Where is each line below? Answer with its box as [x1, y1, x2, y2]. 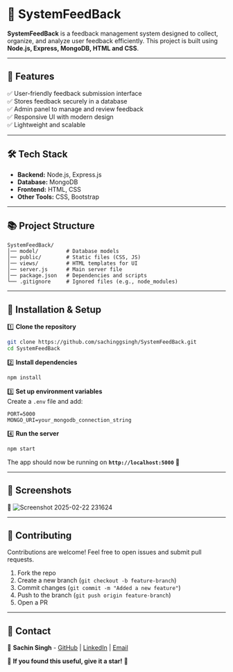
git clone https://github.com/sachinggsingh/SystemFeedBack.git [7, 338, 197, 346]
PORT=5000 [7, 410, 36, 418]
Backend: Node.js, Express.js [17, 170, 102, 179]
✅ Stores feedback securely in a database [7, 97, 128, 105]
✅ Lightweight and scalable [7, 120, 86, 129]
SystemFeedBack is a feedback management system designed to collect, [7, 29, 218, 38]
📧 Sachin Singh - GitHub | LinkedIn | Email [7, 644, 128, 652]
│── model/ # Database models [7, 248, 119, 255]
